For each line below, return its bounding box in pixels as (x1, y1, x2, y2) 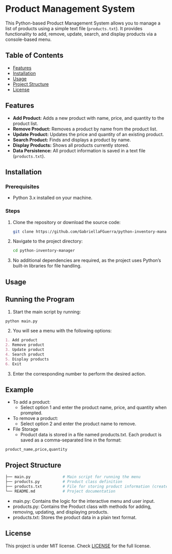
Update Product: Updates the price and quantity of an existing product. (12, 131, 164, 137)
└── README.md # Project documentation (5, 489, 116, 494)
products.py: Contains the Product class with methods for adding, (12, 503, 152, 509)
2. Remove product (5, 342, 45, 348)
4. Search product (5, 352, 45, 357)
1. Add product (5, 338, 38, 343)
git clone (12, 229, 34, 234)
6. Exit (5, 361, 22, 366)
